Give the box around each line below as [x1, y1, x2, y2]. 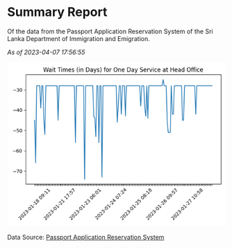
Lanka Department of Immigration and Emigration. [7, 34, 151, 42]
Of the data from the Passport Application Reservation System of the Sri [7, 27, 213, 35]
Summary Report [7, 4, 108, 20]
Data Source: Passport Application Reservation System [7, 233, 165, 241]
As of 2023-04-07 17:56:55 [7, 48, 85, 56]
